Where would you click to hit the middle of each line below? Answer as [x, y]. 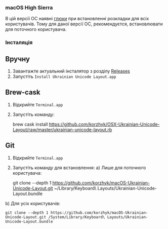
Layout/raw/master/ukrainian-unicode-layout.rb [62, 129]
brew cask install [30, 124]
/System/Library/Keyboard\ [77, 217]
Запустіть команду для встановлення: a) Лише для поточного [79, 167]
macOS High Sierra [29, 8]
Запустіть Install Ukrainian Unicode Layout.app [64, 77]
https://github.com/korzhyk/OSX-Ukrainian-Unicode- [104, 124]
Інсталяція [19, 43]
